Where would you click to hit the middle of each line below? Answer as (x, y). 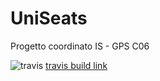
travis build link (76, 65)
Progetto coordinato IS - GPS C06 (80, 46)
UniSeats (49, 18)
